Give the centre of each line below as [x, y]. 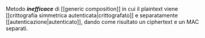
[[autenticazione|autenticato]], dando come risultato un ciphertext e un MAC [102, 22]
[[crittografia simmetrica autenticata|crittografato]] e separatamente [92, 15]
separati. [17, 28]
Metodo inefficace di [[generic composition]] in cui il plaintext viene [92, 9]
